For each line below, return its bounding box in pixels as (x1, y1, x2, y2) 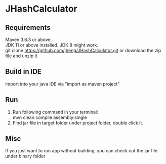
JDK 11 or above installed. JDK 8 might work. (5, 42, 99, 48)
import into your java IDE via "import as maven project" (5, 80, 120, 87)
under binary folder (5, 153, 46, 159)
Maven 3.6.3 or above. (5, 36, 52, 43)
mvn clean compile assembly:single (12, 114, 87, 120)
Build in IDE (5, 67, 42, 76)
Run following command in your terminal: (12, 109, 98, 115)
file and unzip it (5, 53, 37, 59)
